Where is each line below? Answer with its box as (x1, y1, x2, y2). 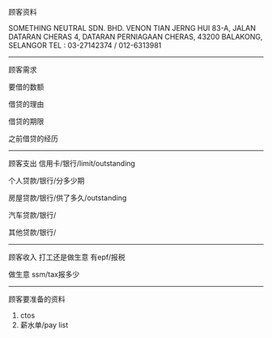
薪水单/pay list (19, 320, 69, 330)
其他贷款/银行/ (8, 228, 57, 237)
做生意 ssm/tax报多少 (8, 270, 80, 279)
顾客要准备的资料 (8, 294, 66, 304)
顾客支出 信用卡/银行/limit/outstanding (8, 159, 136, 168)
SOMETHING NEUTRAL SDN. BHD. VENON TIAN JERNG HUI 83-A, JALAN (8, 24, 257, 32)
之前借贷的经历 (8, 134, 58, 143)
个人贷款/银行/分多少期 (8, 176, 85, 185)
